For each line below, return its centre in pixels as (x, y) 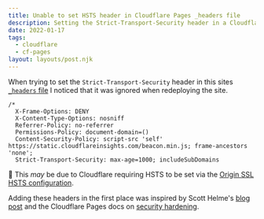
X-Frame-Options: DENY (52, 111)
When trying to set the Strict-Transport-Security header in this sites (121, 82)
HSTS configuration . (41, 183)
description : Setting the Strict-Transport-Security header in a (117, 23)
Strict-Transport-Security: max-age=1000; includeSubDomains (117, 160)
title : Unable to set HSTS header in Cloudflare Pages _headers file (125, 15)
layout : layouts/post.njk (50, 60)
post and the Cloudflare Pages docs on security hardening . (104, 206)
